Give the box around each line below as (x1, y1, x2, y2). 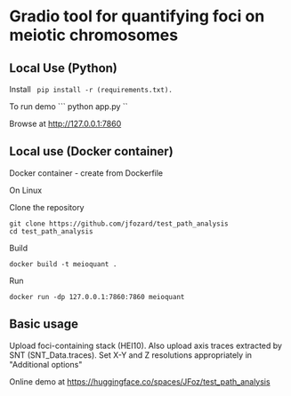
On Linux (9, 185, 43, 195)
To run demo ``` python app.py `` (9, 101, 128, 112)
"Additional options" (9, 359, 83, 369)
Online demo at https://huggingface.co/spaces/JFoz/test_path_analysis (9, 376, 271, 387)
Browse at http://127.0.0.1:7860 (9, 118, 122, 129)
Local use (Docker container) (9, 144, 174, 159)
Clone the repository (9, 202, 85, 212)
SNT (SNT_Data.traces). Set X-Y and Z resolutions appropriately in (9, 349, 252, 360)
